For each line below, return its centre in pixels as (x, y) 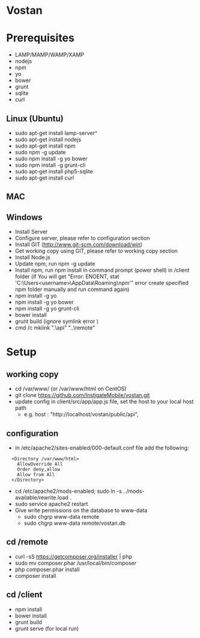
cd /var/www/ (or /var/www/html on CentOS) (71, 389)
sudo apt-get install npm (45, 146)
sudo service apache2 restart (51, 504)
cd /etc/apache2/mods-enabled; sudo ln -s (68, 491)
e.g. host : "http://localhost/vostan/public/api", (81, 414)
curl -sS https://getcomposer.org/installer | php (73, 556)
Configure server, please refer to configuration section (82, 238)
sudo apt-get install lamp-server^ (56, 133)
